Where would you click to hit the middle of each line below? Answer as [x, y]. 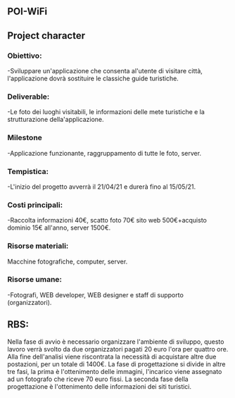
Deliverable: [28, 97]
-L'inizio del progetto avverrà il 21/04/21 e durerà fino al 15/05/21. [101, 187]
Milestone [25, 138]
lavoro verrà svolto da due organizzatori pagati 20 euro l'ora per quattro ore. [118, 349]
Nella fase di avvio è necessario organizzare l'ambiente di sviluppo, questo [116, 342]
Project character [46, 36]
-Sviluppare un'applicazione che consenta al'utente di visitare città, [105, 71]
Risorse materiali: [38, 246]
